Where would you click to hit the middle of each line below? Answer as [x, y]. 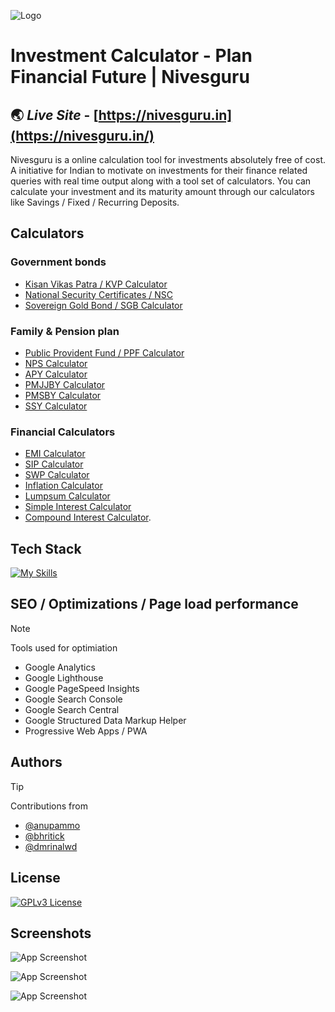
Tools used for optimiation [64, 647]
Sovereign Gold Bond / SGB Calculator [103, 305]
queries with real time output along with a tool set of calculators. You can [161, 181]
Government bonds [58, 262]
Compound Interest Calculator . [88, 517]
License [35, 878]
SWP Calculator [57, 475]
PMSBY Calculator [63, 395]
